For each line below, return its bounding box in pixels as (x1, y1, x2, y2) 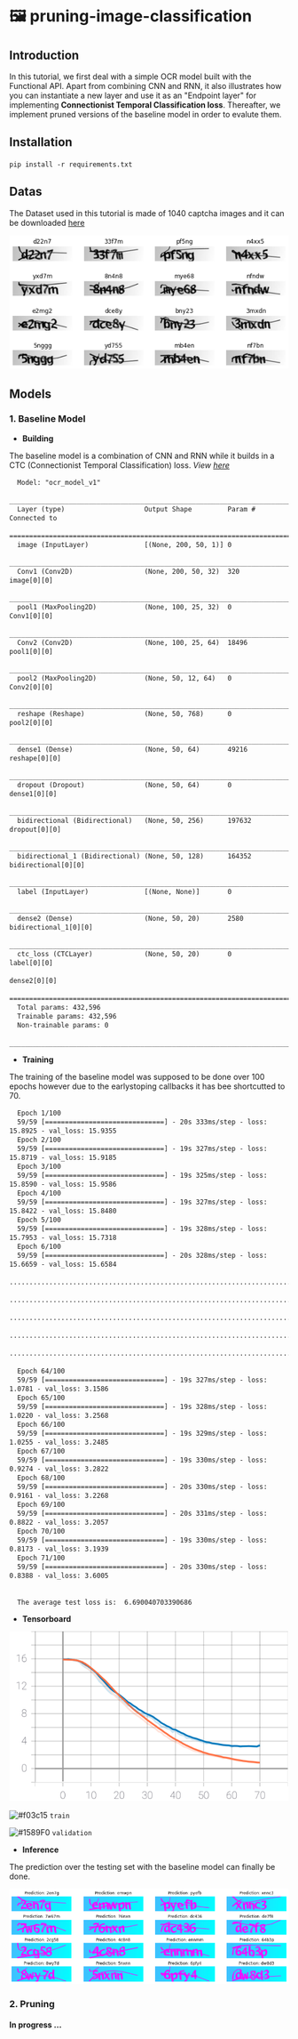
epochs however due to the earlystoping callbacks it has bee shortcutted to (9, 1081, 286, 1092)
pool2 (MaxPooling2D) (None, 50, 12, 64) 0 (17, 673, 232, 682)
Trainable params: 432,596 (17, 1011, 117, 1020)
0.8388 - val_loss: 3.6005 (9, 1571, 109, 1580)
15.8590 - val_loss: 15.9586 (9, 1180, 117, 1189)
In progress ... (9, 2019, 62, 2030)
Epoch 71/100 (17, 1553, 66, 1562)
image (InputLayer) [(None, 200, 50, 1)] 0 (17, 540, 232, 549)
